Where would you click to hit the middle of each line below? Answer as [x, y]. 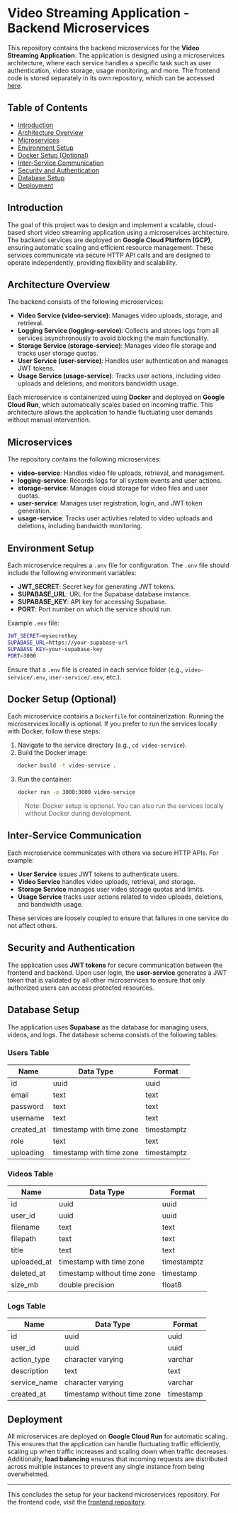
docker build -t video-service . [67, 766]
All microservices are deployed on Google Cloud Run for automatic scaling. [118, 1436]
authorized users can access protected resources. [81, 988]
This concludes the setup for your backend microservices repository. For [114, 1495]
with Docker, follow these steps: [54, 731]
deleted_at [28, 1274]
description [30, 1371]
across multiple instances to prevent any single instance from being [106, 1467]
